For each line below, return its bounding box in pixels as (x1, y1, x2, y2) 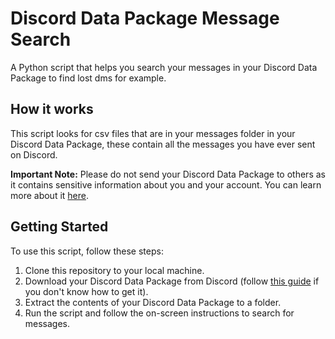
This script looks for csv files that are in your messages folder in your (10, 127, 296, 139)
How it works (10, 101, 94, 118)
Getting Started (10, 218, 109, 236)
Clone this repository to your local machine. (24, 264, 205, 276)
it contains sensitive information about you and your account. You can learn (10, 178, 322, 191)
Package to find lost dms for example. (10, 72, 167, 84)
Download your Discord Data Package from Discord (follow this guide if (24, 275, 320, 287)
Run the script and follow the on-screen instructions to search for (24, 307, 295, 319)
